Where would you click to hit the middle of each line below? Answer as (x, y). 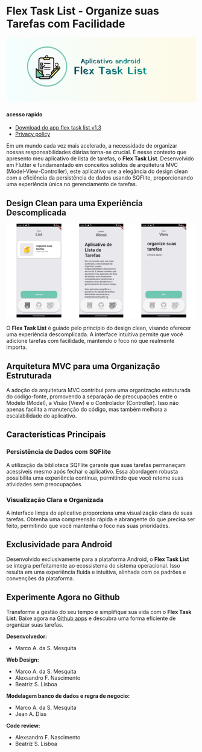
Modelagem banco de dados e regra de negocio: (68, 696)
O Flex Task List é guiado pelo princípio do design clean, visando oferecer (99, 328)
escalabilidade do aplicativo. (42, 416)
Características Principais (56, 435)
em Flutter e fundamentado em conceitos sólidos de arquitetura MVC (92, 165)
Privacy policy (33, 134)
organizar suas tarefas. (35, 624)
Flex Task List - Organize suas (83, 11)
